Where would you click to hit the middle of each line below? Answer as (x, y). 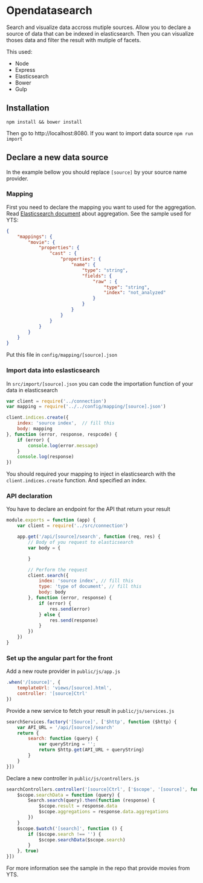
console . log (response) (46, 457)
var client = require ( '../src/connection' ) (73, 526)
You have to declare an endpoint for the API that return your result (88, 509)
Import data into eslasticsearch (53, 371)
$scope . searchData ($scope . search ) (82, 840)
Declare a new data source (57, 158)
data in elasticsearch (32, 390)
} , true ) (28, 851)
